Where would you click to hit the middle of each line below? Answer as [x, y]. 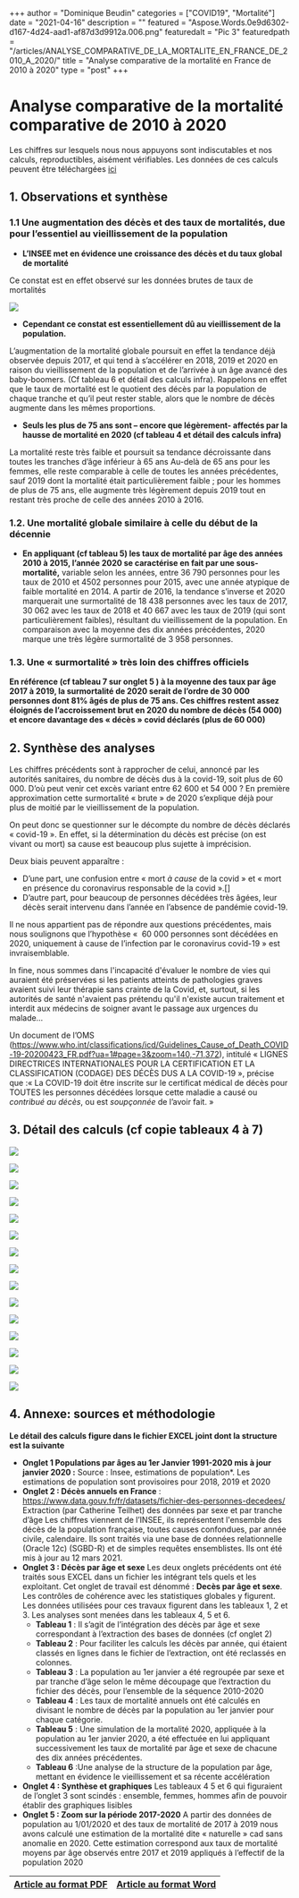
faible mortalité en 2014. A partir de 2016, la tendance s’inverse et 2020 [154, 591]
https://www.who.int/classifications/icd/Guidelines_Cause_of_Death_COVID [150, 1045]
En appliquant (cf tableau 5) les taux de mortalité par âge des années [153, 553]
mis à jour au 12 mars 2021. [72, 1558]
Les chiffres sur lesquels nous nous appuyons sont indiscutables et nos [141, 150]
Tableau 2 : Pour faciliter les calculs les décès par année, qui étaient [161, 1643]
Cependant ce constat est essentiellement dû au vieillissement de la [151, 324]
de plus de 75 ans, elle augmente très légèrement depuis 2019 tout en [137, 490]
